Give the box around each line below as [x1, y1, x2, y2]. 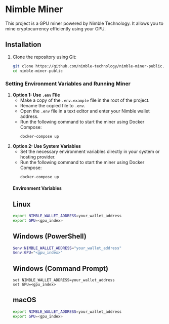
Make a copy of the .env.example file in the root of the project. [20, 97, 150, 103]
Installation [5, 40, 41, 49]
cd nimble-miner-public [12, 68, 63, 73]
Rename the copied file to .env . [20, 102, 86, 108]
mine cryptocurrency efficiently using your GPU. [5, 25, 106, 31]
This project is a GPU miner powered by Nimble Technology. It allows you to [5, 20, 163, 26]
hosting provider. [20, 153, 56, 160]
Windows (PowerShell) [12, 232, 87, 241]
